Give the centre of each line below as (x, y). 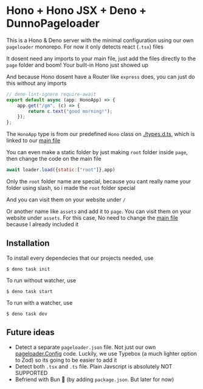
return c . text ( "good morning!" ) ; (71, 111)
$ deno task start (29, 291)
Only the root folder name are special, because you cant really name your (99, 181)
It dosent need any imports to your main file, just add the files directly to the (101, 58)
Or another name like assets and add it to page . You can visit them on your (99, 211)
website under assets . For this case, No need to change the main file (92, 218)
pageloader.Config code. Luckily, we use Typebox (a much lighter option (106, 353)
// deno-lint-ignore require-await (51, 94)
